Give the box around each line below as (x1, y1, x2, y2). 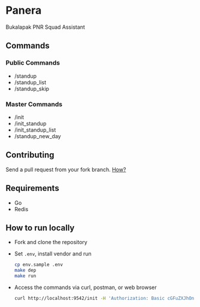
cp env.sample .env (14, 262, 63, 268)
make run (14, 273, 37, 279)
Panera (5, 4, 42, 17)
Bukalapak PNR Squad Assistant (5, 23, 85, 31)
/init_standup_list (14, 126, 56, 133)
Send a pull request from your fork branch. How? (5, 166, 126, 173)
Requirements (5, 183, 59, 193)
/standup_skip (14, 85, 49, 92)
